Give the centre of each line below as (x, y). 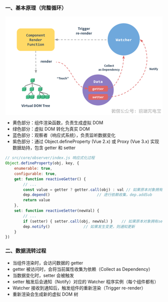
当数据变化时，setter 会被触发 (43, 275)
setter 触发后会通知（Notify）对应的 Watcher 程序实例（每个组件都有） (85, 281)
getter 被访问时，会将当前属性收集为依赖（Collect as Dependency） (83, 269)
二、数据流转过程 (26, 251)
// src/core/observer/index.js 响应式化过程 (50, 158)
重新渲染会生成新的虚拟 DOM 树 (45, 294)
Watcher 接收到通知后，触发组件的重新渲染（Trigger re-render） (79, 288)
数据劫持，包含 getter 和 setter (44, 148)
